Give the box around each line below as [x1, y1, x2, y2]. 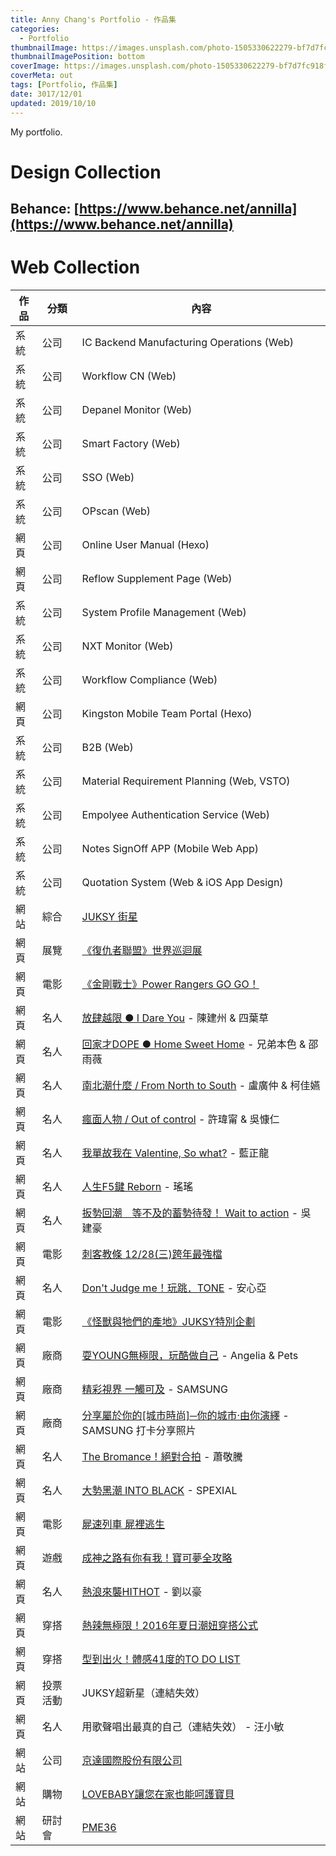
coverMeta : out [10, 71, 74, 81]
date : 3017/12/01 [10, 89, 83, 99]
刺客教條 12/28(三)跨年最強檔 [81, 1247, 223, 1261]
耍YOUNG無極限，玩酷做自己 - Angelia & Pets [81, 1349, 299, 1363]
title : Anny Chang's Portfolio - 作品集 [10, 14, 177, 25]
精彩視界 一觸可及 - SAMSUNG [81, 1382, 228, 1396]
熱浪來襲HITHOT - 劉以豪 [81, 1585, 203, 1599]
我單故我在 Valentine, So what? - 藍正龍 [81, 1146, 270, 1160]
